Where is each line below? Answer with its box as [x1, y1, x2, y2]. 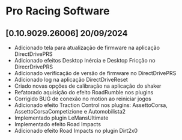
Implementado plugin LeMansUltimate [14, 114, 109, 121]
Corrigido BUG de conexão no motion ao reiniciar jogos [14, 95, 151, 102]
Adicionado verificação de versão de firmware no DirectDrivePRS [14, 70, 177, 76]
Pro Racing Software [5, 4, 110, 18]
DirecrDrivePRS [14, 63, 53, 70]
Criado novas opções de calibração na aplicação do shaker [14, 82, 162, 90]
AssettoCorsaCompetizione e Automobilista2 [14, 108, 126, 115]
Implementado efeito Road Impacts [14, 121, 102, 127]
